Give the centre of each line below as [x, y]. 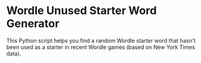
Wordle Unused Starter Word [81, 11]
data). [14, 53]
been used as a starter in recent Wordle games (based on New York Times [101, 47]
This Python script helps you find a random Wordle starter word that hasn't [101, 40]
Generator [33, 24]
